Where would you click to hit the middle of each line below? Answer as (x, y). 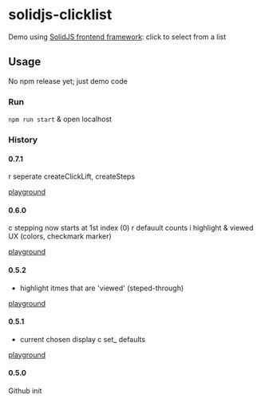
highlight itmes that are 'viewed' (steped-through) (102, 288)
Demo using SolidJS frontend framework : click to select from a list (117, 37)
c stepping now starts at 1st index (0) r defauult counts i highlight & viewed (131, 228)
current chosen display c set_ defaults (83, 339)
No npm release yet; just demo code (68, 81)
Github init (25, 390)
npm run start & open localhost (60, 119)
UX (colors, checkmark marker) (60, 236)
